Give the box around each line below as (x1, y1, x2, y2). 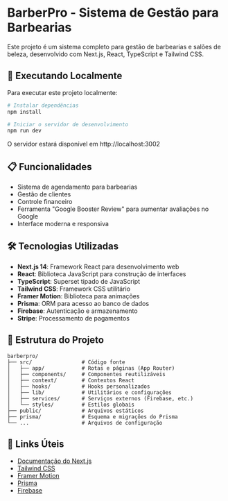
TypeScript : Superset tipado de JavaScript (17, 277, 141, 285)
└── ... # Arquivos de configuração (7, 419, 163, 426)
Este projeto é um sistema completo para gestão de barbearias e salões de (7, 42, 222, 51)
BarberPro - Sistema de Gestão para (7, 5, 220, 21)
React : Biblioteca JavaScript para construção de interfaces (17, 269, 186, 278)
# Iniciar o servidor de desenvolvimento (7, 121, 129, 128)
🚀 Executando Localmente (7, 70, 123, 82)
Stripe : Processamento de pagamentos (17, 314, 130, 322)
